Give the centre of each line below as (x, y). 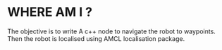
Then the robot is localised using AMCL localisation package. (96, 38)
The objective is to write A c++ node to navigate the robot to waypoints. (112, 31)
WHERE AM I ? (50, 12)
